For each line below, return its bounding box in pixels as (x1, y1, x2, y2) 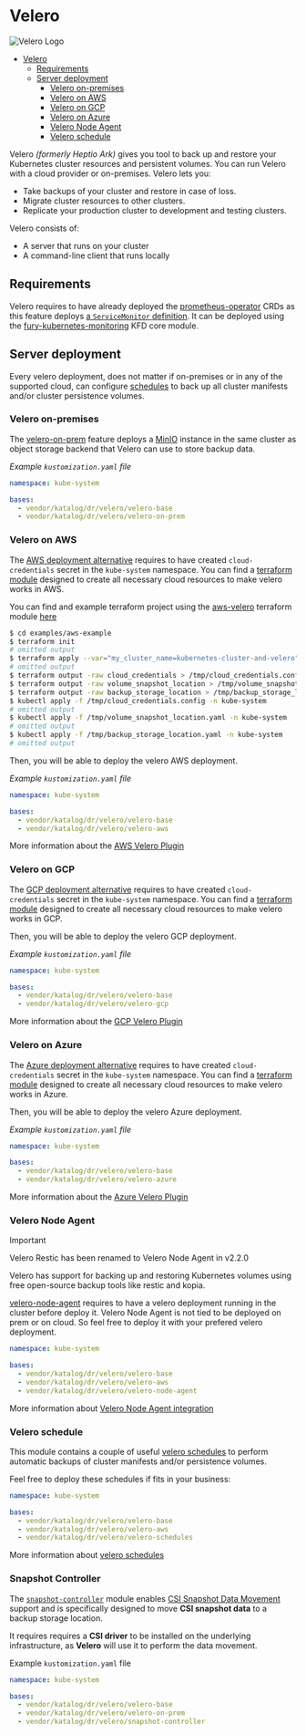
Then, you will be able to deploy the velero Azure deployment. (9, 1106, 242, 1117)
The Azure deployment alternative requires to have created (9, 1059, 231, 1070)
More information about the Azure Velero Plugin (9, 1191, 189, 1202)
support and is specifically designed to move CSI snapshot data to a (9, 1603, 267, 1614)
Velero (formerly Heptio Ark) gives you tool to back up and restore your (9, 148, 277, 160)
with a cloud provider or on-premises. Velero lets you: (9, 168, 211, 179)
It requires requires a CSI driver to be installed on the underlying (9, 1630, 251, 1641)
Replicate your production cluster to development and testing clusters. (22, 204, 287, 215)
